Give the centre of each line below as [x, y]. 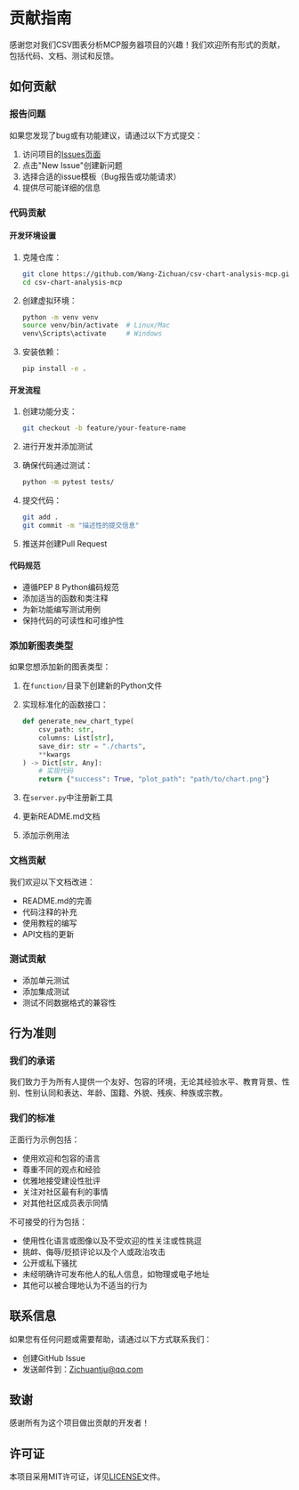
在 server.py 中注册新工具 [68, 798]
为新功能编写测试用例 [61, 609]
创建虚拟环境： [49, 300]
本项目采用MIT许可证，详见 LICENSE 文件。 [87, 1477]
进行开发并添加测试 [57, 447]
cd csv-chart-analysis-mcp [72, 282]
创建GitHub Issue [54, 1357]
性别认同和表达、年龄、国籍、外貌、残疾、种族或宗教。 [126, 1093]
